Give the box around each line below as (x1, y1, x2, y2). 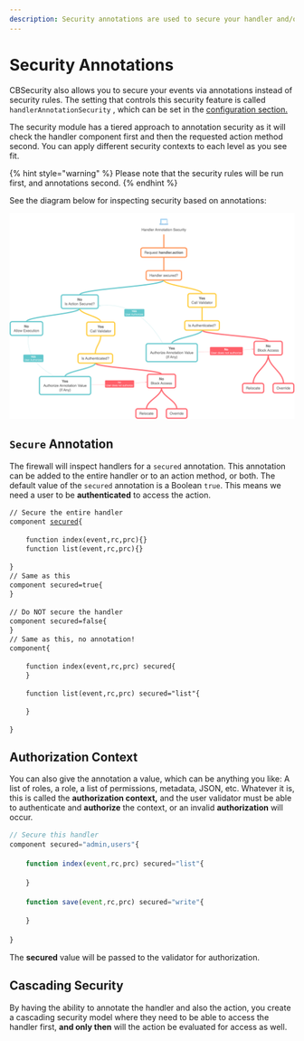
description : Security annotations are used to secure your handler (9, 14, 273, 24)
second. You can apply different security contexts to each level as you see (9, 140, 288, 151)
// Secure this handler (9, 830, 100, 840)
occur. (9, 812, 33, 823)
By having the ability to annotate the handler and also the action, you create (9, 1002, 291, 1013)
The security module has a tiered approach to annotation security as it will (9, 121, 287, 132)
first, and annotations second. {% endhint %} (9, 177, 178, 188)
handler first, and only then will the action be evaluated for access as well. (9, 1021, 288, 1032)
